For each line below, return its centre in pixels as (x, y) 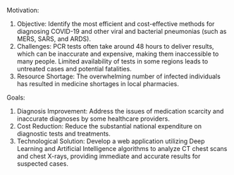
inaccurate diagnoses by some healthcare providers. (93, 119)
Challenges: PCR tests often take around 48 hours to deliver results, (115, 46)
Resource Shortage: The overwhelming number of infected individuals (119, 76)
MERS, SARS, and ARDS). (54, 39)
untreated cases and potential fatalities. (74, 69)
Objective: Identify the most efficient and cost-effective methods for (116, 24)
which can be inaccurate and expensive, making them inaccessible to (118, 54)
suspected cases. (42, 164)
